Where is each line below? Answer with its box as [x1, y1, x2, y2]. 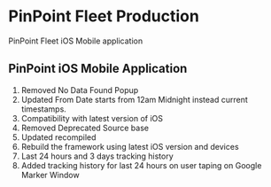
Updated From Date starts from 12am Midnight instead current [20, 94, 249, 105]
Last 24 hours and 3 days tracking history [20, 151, 174, 161]
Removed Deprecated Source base [20, 122, 150, 133]
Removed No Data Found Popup [20, 84, 139, 95]
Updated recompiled [20, 131, 97, 143]
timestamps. [20, 104, 67, 114]
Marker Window [20, 169, 81, 180]
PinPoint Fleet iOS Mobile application [8, 35, 143, 46]
